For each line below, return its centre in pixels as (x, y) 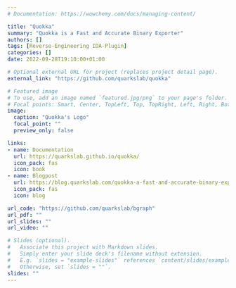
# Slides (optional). (39, 241)
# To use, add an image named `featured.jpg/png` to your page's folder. (118, 98)
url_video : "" (28, 228)
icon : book (29, 170)
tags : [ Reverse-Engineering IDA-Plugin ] (67, 46)
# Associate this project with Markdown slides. (83, 247)
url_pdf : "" (25, 215)
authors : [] (25, 39)
